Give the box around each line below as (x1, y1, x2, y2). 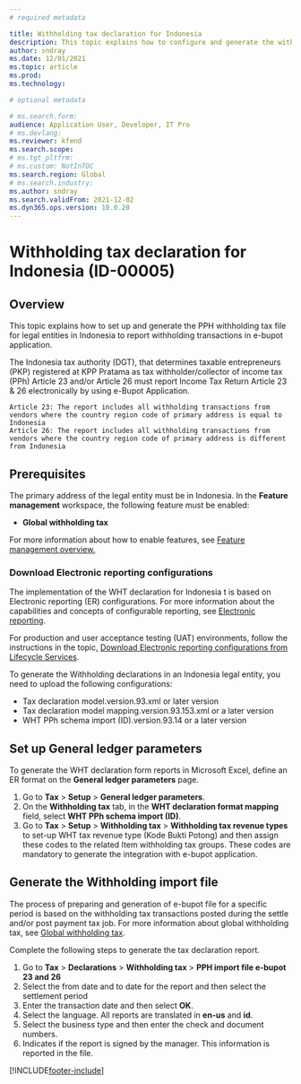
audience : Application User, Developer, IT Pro (9, 120, 191, 129)
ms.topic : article (9, 63, 78, 72)
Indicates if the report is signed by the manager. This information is (21, 1037, 271, 1049)
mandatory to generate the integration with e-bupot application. (21, 849, 258, 860)
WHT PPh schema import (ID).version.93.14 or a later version (21, 715, 247, 726)
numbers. (21, 1028, 58, 1039)
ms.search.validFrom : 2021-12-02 (9, 195, 134, 204)
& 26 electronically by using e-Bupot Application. (9, 386, 190, 396)
